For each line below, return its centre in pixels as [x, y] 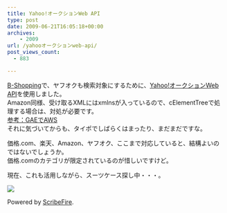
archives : [21, 33]
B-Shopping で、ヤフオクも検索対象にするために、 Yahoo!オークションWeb [113, 85]
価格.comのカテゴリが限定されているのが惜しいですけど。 [90, 160]
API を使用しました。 [36, 93]
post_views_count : [34, 53]
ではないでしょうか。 [37, 151]
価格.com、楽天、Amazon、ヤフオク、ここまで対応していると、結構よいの [113, 143]
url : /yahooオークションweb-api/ [52, 46]
